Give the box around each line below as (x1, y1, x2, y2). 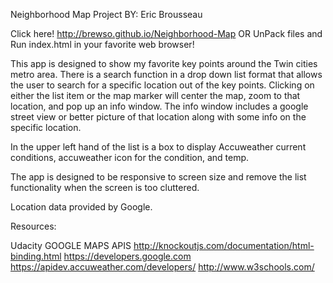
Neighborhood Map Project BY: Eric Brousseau (10, 9, 203, 20)
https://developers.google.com (63, 250, 192, 262)
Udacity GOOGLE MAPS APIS (10, 240, 132, 251)
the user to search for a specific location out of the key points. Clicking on (10, 79, 315, 91)
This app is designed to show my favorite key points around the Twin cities (10, 58, 318, 69)
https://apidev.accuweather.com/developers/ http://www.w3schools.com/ (10, 261, 315, 273)
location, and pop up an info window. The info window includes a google (10, 100, 309, 112)
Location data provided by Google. (10, 201, 153, 213)
